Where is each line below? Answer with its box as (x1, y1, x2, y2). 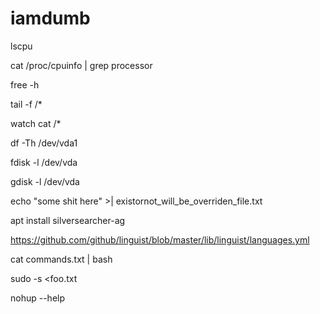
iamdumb (10, 7, 91, 30)
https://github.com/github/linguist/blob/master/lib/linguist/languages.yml (10, 233, 310, 246)
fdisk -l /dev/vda (10, 156, 78, 168)
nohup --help (10, 292, 66, 304)
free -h (10, 78, 40, 91)
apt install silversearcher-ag (10, 214, 126, 226)
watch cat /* (10, 117, 62, 129)
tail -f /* (10, 98, 43, 110)
